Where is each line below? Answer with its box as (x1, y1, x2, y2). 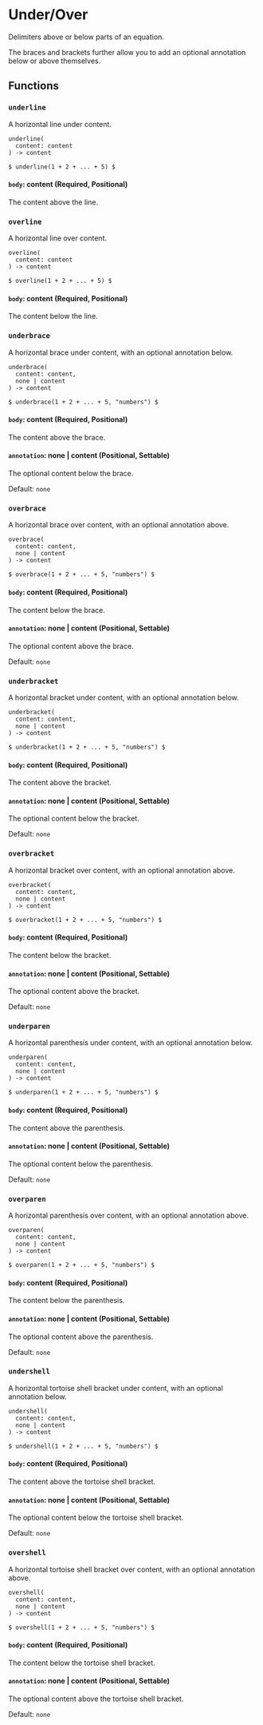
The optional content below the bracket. (8, 813, 139, 824)
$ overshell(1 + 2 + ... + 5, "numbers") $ (8, 1624, 155, 1632)
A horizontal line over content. (8, 233, 108, 243)
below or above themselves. (8, 56, 101, 66)
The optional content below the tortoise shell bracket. (8, 1512, 184, 1523)
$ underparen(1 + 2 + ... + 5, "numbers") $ (8, 1088, 159, 1096)
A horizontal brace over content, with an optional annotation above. (8, 520, 230, 530)
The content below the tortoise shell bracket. (8, 1658, 155, 1667)
